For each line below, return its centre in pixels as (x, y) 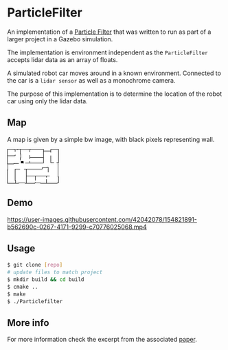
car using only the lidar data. (47, 101)
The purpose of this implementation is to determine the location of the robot (114, 94)
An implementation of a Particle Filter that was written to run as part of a (109, 32)
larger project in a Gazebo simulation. (60, 39)
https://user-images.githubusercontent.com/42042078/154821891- (102, 219)
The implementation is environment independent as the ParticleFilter (107, 52)
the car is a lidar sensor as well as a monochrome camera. (91, 80)
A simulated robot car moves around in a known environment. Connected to (114, 73)
